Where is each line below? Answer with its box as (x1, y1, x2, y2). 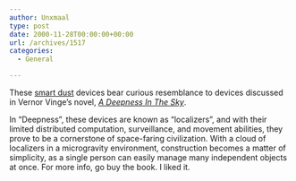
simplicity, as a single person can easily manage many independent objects (9, 152, 288, 162)
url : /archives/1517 (9, 38, 87, 47)
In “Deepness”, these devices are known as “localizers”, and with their (9, 114, 267, 125)
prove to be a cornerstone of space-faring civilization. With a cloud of (9, 134, 266, 143)
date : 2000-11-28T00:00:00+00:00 (9, 30, 134, 39)
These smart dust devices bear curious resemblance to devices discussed (9, 87, 283, 98)
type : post (9, 22, 50, 30)
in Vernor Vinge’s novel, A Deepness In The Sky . (9, 97, 187, 108)
